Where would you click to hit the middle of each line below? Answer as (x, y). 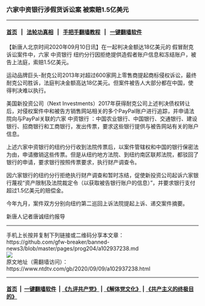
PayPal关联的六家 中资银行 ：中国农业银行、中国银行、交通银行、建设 (110, 118)
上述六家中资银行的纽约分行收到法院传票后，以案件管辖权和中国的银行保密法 (103, 147)
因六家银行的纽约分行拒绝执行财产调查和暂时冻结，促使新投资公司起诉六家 (100, 175)
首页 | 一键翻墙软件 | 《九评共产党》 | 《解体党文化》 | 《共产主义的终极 (98, 289)
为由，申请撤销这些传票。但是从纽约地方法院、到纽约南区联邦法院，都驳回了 (103, 155)
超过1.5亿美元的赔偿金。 (37, 190)
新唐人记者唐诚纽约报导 (36, 216)
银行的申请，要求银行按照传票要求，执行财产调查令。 (73, 162)
